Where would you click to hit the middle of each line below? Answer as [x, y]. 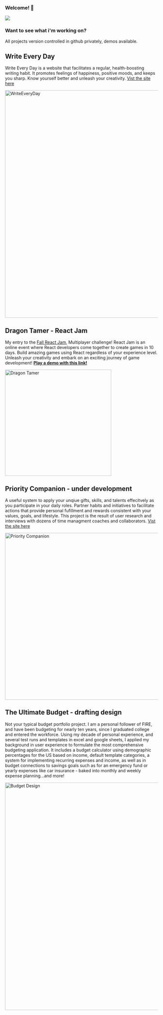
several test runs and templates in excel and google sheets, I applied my [77, 739]
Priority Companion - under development [69, 489]
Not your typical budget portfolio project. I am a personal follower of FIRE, [79, 724]
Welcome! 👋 [19, 8]
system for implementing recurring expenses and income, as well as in [76, 760]
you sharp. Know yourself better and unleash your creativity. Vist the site [78, 78]
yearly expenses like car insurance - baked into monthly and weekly [73, 770]
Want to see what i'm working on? [46, 31]
